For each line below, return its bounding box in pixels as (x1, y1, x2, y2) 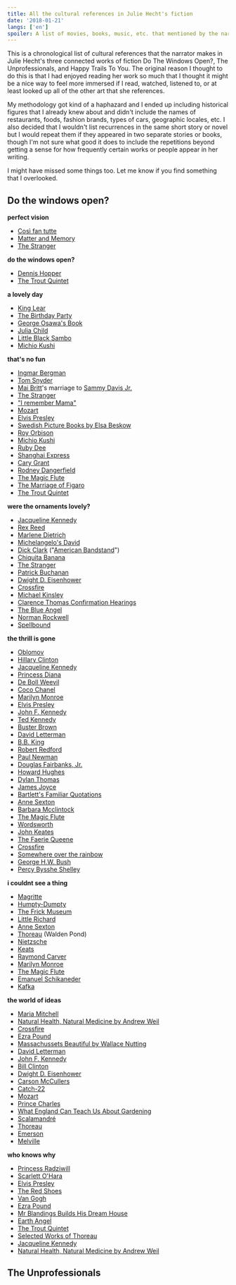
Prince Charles (17, 1100, 61, 1108)
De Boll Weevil (17, 678, 60, 687)
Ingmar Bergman (17, 369, 67, 377)
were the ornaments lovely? (7, 502, 91, 511)
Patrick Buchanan (17, 568, 69, 577)
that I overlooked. (7, 174, 58, 183)
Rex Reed (17, 523, 46, 532)
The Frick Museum (17, 907, 72, 916)
